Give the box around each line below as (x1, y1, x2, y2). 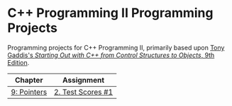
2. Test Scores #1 (53, 87, 114, 97)
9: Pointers (11, 87, 48, 97)
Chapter (14, 75, 43, 85)
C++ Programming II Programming (7, 5, 214, 21)
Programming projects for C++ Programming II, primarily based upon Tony (7, 43, 225, 52)
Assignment (62, 75, 105, 85)
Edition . (7, 58, 30, 66)
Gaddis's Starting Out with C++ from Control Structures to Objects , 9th (7, 51, 215, 59)
